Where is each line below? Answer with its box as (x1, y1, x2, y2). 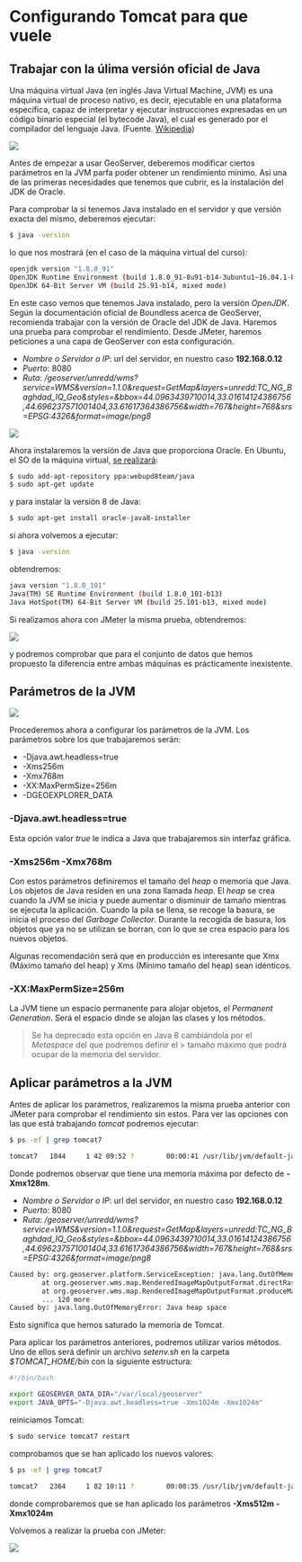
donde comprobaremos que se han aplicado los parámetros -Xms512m (9, 1498, 275, 1509)
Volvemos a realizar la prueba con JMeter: (9, 1525, 166, 1536)
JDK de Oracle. (9, 186, 66, 197)
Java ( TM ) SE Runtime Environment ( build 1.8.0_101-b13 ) (9, 589, 223, 598)
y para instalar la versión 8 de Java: (9, 497, 141, 507)
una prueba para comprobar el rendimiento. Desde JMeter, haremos (9, 326, 262, 337)
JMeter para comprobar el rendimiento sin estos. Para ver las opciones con (9, 1109, 289, 1119)
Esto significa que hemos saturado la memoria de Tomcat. (9, 1320, 225, 1331)
